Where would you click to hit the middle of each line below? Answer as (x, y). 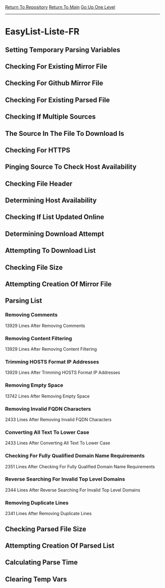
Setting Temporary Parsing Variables (63, 49)
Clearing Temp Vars (36, 579)
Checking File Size (34, 267)
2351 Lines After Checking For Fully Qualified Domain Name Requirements (80, 466)
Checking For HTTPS (38, 150)
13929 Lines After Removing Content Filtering (51, 349)
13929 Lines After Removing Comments (45, 326)
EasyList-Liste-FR (42, 32)
